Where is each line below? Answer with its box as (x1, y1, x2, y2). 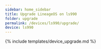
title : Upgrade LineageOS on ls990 (5, 12, 77, 16)
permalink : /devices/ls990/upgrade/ (5, 20, 79, 26)
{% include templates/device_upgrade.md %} (5, 38, 96, 44)
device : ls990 (5, 25, 34, 30)
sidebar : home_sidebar (5, 7, 51, 12)
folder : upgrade (5, 16, 38, 21)
